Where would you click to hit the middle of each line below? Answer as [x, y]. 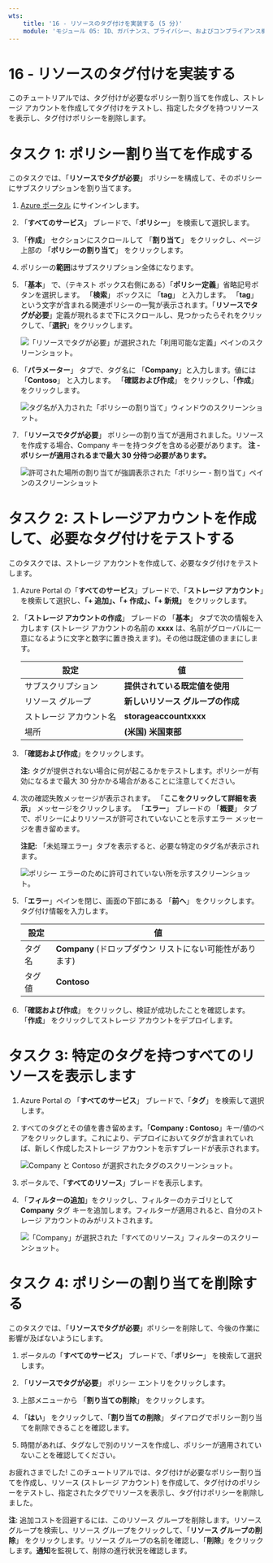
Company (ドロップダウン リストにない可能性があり [156, 949]
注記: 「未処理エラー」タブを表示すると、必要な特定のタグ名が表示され [140, 846]
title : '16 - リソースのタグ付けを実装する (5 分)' [103, 24]
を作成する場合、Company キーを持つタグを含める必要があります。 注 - [140, 445]
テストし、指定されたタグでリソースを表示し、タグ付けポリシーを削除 [140, 1493]
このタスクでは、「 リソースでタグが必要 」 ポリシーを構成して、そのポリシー [135, 178]
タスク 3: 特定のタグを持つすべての [125, 1056]
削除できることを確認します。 [84, 1428]
